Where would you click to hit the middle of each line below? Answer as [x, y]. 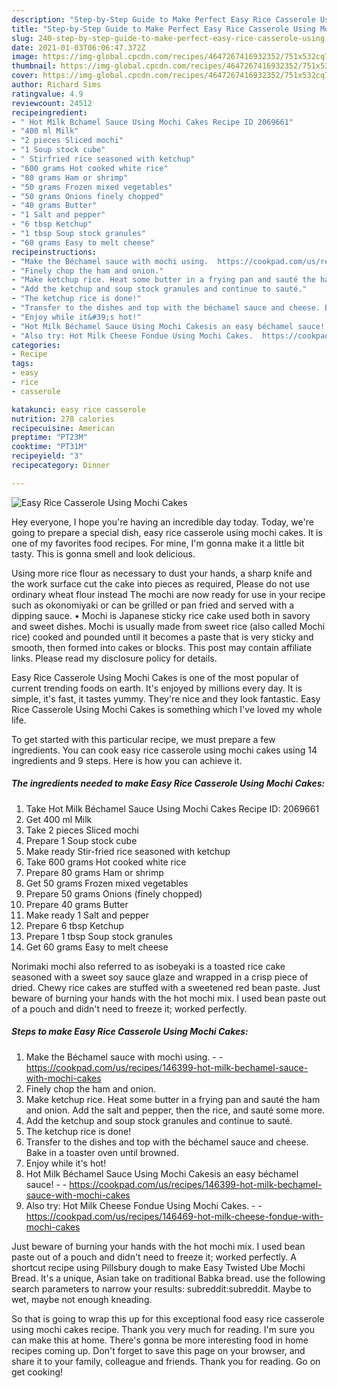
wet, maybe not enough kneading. [82, 1299]
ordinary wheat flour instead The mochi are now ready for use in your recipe [168, 594]
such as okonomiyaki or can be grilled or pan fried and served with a [153, 605]
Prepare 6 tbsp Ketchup [74, 925]
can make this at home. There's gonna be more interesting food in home [160, 1340]
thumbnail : [34, 66]
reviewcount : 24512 [52, 103]
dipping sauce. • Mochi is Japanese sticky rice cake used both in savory [161, 615]
